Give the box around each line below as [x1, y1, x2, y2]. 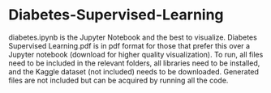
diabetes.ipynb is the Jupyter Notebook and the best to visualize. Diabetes [8, 32, 257, 42]
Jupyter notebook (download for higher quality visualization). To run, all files [8, 49, 264, 59]
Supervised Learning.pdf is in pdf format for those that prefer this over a [8, 40, 250, 50]
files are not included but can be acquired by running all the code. [8, 75, 229, 85]
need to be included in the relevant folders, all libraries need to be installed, [8, 58, 260, 68]
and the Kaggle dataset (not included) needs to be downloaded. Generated [8, 66, 260, 76]
